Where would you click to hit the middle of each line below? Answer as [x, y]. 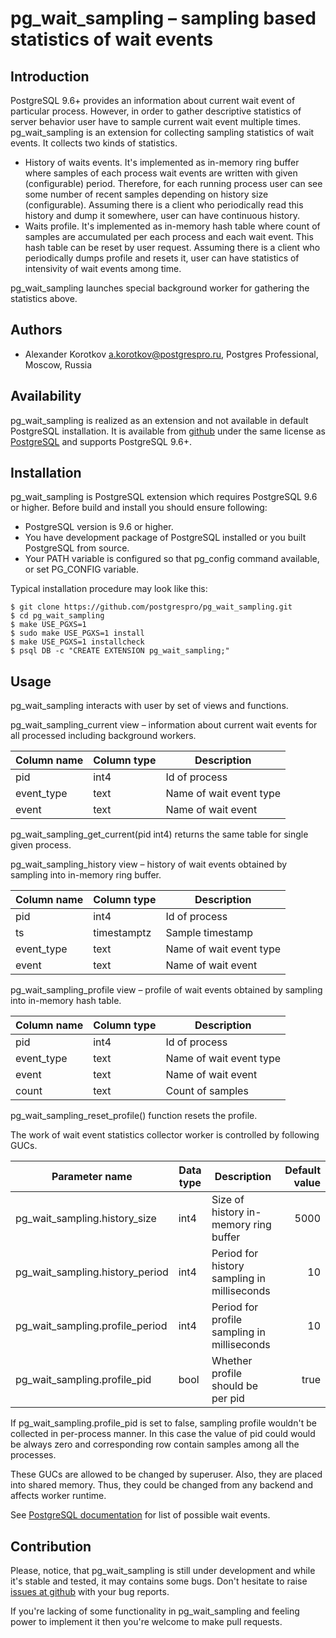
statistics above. [44, 298]
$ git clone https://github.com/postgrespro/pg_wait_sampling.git [151, 607]
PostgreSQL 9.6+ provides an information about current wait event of [153, 100]
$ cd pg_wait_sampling [57, 616]
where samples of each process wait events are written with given [161, 173]
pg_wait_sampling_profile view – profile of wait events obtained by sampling [166, 990]
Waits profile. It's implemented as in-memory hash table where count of [172, 226]
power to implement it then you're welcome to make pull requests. [146, 1622]
